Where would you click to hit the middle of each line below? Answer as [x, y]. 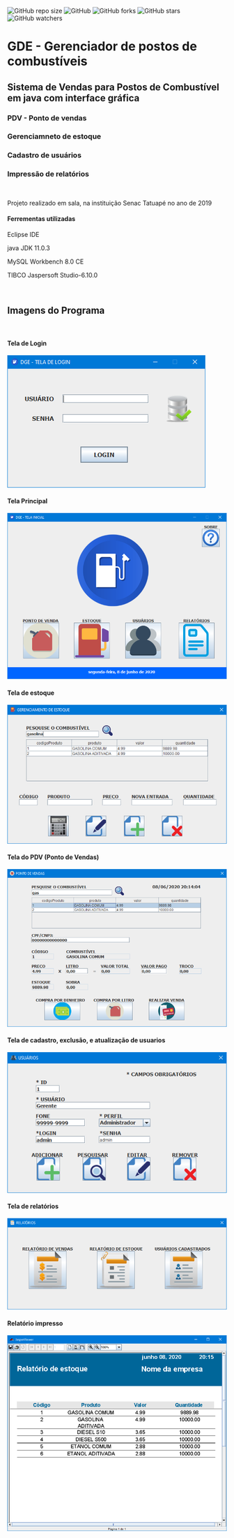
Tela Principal [28, 501]
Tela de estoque [31, 693]
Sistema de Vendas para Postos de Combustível [113, 87]
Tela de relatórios [33, 1207]
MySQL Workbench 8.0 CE [46, 261]
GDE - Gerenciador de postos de [102, 46]
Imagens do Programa [56, 311]
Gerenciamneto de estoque [54, 136]
